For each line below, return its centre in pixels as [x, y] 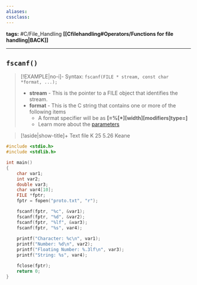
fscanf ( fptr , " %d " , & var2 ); [51, 217]
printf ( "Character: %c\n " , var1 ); [59, 239]
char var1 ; [30, 173]
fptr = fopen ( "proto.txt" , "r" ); [57, 201]
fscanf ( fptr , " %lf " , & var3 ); [52, 222]
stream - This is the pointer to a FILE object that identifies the [103, 93]
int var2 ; [29, 179]
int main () [19, 163]
